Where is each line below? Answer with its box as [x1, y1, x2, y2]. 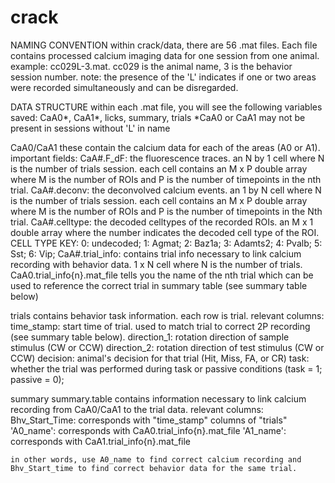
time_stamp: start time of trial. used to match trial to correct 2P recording [10, 320, 311, 332]
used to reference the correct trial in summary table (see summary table [10, 279, 308, 291]
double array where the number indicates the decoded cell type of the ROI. [10, 226, 320, 238]
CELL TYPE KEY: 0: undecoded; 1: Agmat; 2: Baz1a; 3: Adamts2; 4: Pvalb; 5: [10, 237, 323, 249]
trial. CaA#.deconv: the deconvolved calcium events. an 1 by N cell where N [10, 184, 322, 196]
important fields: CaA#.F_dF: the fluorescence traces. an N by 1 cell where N [10, 152, 325, 164]
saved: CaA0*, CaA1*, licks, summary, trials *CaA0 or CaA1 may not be [10, 111, 306, 123]
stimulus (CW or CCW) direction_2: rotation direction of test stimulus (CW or [10, 341, 325, 353]
